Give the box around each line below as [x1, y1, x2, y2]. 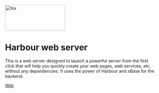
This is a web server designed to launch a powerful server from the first [5, 58, 149, 64]
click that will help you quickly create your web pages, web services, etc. [5, 63, 151, 69]
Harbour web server [5, 42, 88, 53]
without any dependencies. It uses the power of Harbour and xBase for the [5, 68, 155, 74]
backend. [5, 73, 24, 79]
